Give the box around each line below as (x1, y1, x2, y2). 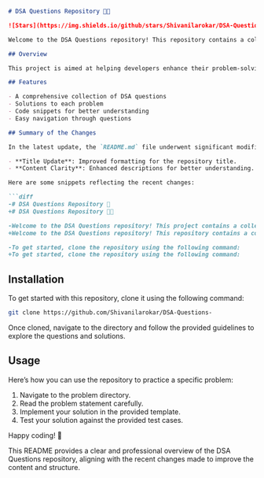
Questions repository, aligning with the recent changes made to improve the (8, 454, 254, 464)
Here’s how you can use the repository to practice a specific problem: (8, 375, 234, 384)
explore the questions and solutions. (8, 331, 126, 340)
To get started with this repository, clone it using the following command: (8, 294, 245, 303)
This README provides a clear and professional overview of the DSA (8, 446, 231, 455)
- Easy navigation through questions (8, 114, 132, 122)
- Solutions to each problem (8, 100, 104, 108)
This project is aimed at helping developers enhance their (8, 64, 210, 72)
